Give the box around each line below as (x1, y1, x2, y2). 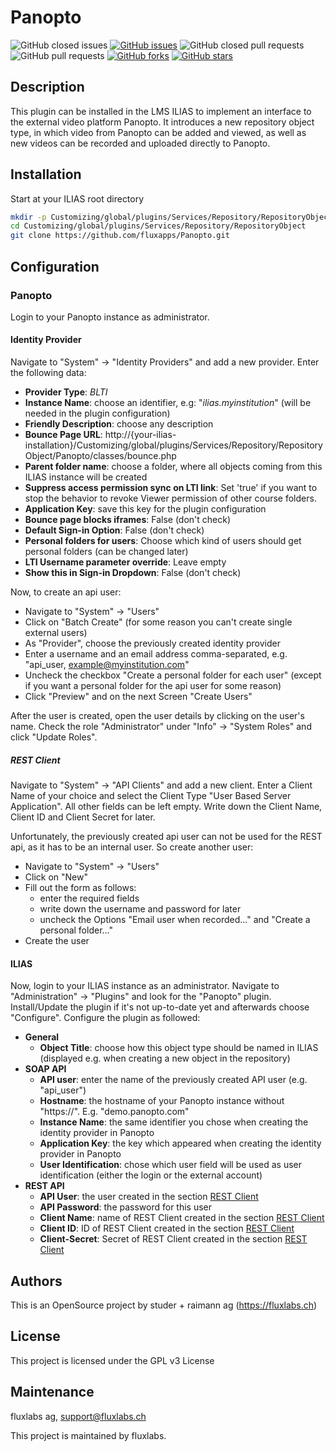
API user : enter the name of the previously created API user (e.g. (39, 1074, 308, 1086)
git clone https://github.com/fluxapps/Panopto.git (10, 231, 230, 241)
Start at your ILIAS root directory (10, 192, 145, 205)
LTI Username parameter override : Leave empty (24, 556, 227, 568)
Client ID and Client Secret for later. (10, 811, 156, 823)
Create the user (24, 935, 90, 947)
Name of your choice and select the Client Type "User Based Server (10, 790, 292, 802)
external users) (24, 627, 88, 639)
